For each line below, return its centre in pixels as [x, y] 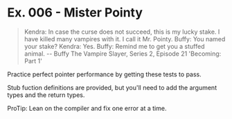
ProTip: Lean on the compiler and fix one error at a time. [87, 108]
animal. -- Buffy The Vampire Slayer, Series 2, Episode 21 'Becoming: [123, 54]
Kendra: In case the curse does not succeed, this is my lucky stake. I [122, 32]
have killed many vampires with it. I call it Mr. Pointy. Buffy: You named [125, 39]
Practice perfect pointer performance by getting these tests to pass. [105, 74]
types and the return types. [46, 95]
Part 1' [33, 61]
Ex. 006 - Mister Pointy [75, 13]
